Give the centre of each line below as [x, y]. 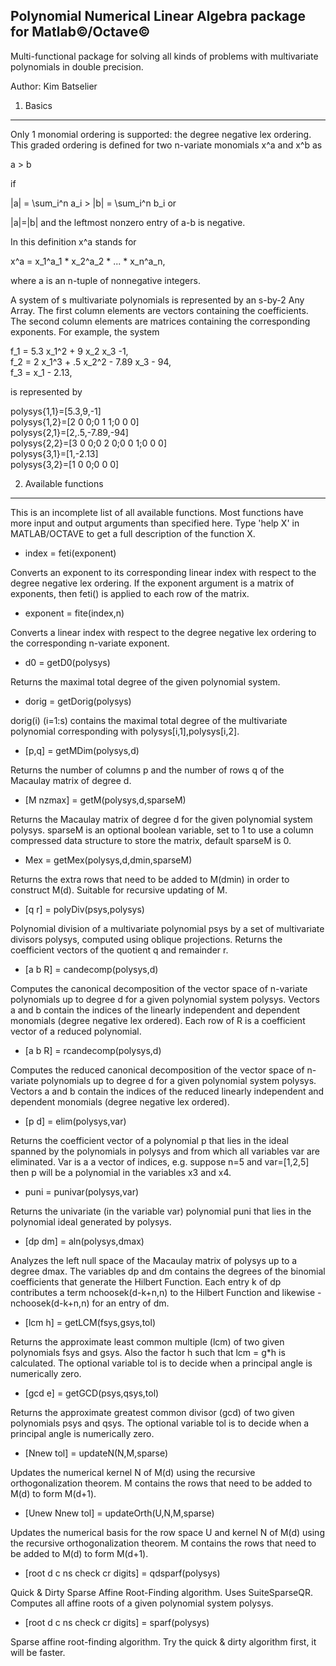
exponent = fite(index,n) [74, 613]
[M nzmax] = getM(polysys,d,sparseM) [105, 800]
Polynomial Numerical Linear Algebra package [158, 16]
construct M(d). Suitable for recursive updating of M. [119, 890]
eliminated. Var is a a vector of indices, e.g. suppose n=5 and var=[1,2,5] [160, 1161]
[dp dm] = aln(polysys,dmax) [84, 1241]
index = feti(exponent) [70, 553]
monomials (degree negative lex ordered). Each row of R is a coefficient [158, 1020]
